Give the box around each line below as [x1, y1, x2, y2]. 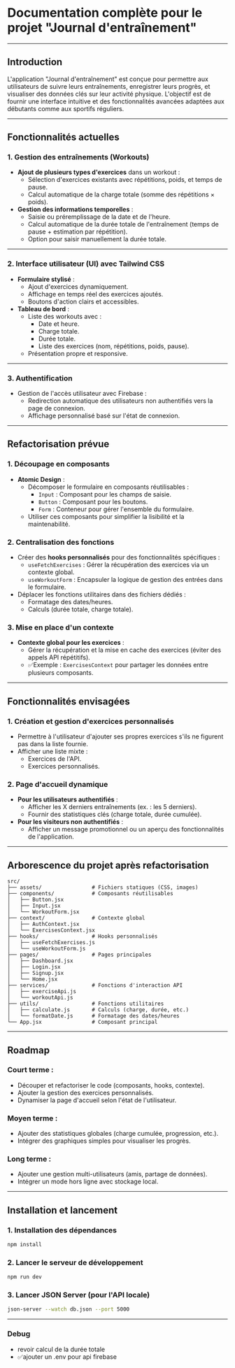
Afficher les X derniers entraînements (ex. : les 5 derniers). [27, 803, 197, 811]
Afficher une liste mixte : [17, 747, 88, 755]
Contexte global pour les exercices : [17, 639, 124, 647]
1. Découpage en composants [7, 459, 110, 469]
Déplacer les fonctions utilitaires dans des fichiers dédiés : [17, 590, 187, 599]
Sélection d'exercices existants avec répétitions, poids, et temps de [27, 176, 222, 184]
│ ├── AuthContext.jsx [7, 921, 80, 928]
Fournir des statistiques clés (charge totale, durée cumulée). [27, 810, 202, 819]
